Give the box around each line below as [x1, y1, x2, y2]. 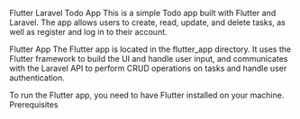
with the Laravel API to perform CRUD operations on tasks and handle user [9, 63, 287, 73]
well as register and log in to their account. [9, 27, 168, 37]
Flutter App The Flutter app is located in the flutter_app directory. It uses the [9, 44, 291, 55]
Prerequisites [9, 99, 59, 110]
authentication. [9, 72, 66, 83]
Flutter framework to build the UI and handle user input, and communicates [9, 54, 288, 64]
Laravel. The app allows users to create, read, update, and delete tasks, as [9, 17, 286, 28]
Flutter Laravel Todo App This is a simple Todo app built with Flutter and [9, 8, 277, 18]
